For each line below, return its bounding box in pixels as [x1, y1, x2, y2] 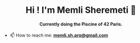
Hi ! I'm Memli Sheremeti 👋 [25, 4, 137, 16]
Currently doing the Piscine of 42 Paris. [39, 21, 123, 27]
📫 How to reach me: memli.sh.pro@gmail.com [9, 32, 108, 39]
